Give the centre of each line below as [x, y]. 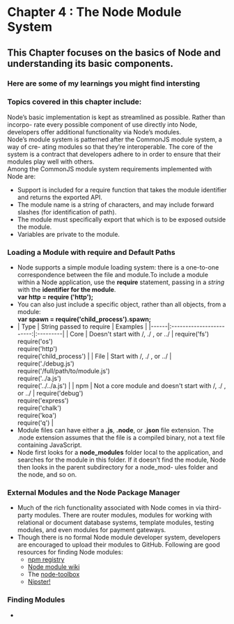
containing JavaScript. [49, 445]
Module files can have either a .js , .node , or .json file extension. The [116, 430]
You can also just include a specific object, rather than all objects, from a [122, 304]
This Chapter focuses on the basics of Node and [114, 53]
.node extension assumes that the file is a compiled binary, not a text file [121, 438]
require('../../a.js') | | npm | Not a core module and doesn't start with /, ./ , [122, 386]
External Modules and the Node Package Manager [94, 493]
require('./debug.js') [46, 364]
